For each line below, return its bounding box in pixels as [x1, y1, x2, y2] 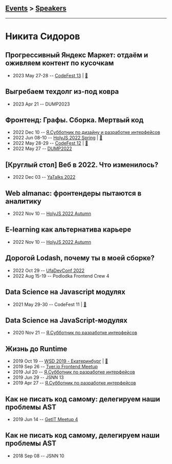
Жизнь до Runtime [5, 344, 68, 353]
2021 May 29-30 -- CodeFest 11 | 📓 [12, 301, 87, 307]
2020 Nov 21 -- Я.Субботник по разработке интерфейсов [12, 330, 137, 336]
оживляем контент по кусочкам [5, 59, 114, 68]
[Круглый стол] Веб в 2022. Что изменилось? [5, 160, 159, 169]
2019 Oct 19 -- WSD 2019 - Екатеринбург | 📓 [12, 358, 109, 364]
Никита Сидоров [5, 31, 80, 42]
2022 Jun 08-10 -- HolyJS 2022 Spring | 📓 [12, 135, 103, 141]
